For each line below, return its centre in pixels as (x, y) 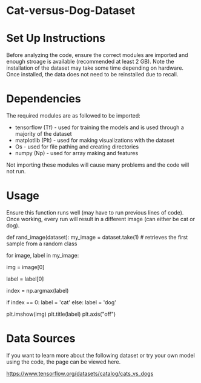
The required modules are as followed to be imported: (73, 116)
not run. (16, 172)
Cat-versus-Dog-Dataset (71, 11)
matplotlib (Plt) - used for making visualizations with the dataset (94, 141)
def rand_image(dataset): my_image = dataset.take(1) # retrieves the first (97, 237)
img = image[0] (25, 267)
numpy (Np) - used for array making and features (77, 153)
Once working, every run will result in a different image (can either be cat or (101, 219)
